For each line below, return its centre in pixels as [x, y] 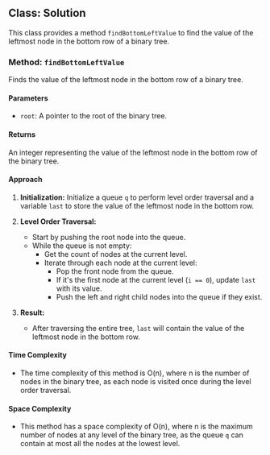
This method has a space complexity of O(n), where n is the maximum [137, 427]
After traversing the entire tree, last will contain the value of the [138, 328]
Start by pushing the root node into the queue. [109, 237]
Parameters [28, 98]
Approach [25, 180]
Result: [32, 312]
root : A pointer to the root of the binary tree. [93, 116]
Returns [22, 134]
